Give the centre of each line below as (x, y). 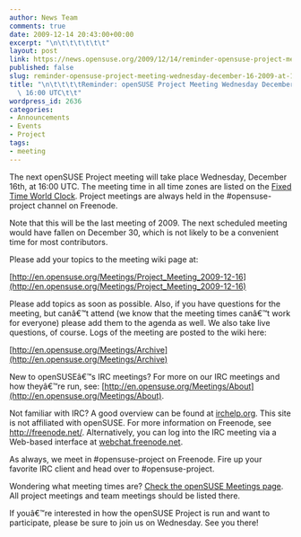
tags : (19, 143)
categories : (31, 110)
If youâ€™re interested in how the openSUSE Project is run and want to (140, 513)
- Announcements (39, 118)
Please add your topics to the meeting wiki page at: (104, 259)
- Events (26, 127)
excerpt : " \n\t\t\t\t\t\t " (60, 43)
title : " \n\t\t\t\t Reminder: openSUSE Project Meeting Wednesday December (152, 84)
